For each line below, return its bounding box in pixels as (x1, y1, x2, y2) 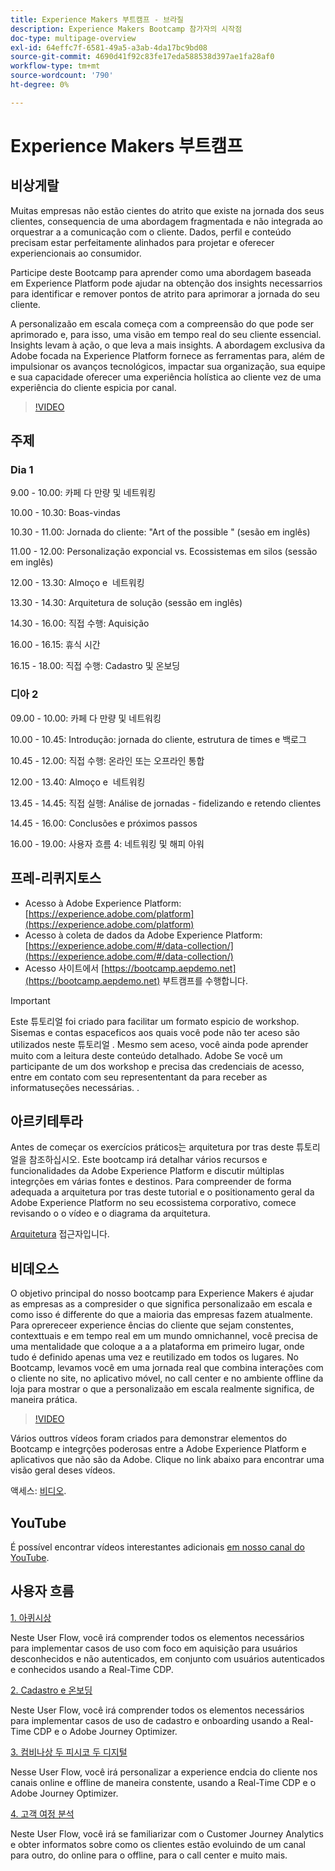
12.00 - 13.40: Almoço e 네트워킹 (10, 776, 146, 788)
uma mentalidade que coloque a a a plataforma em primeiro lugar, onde (10, 1341, 305, 1353)
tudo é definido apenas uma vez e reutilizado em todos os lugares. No (10, 1351, 300, 1363)
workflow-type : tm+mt (10, 61, 101, 71)
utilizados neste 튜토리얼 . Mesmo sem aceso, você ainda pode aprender (10, 1038, 309, 1050)
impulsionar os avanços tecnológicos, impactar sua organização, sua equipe (10, 360, 326, 372)
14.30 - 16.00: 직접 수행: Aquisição (10, 617, 150, 630)
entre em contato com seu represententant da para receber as (10, 1071, 268, 1083)
